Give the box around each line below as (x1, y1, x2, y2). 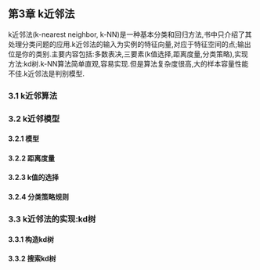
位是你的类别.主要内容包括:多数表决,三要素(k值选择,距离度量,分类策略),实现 (8, 49, 249, 59)
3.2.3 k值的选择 (8, 173, 60, 182)
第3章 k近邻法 (8, 7, 75, 21)
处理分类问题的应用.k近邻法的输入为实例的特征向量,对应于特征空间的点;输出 (8, 39, 251, 49)
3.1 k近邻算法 (8, 90, 58, 101)
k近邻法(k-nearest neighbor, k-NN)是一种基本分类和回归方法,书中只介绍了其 (8, 30, 252, 39)
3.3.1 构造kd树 (8, 234, 55, 244)
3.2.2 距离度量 (8, 153, 56, 163)
